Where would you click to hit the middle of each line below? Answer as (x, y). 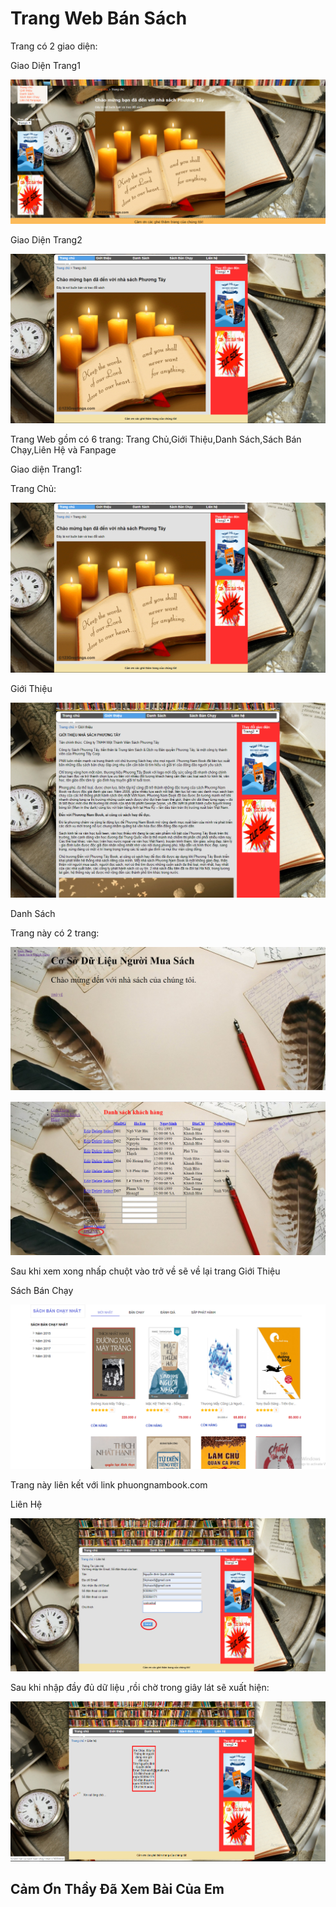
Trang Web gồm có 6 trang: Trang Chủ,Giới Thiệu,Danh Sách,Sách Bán (156, 439)
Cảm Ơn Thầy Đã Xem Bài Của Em (117, 1889)
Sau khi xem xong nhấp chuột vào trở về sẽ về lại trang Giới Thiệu (145, 1271)
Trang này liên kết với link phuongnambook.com (109, 1485)
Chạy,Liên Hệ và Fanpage (63, 450)
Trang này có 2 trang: (55, 933)
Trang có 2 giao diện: (54, 46)
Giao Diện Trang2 (46, 240)
